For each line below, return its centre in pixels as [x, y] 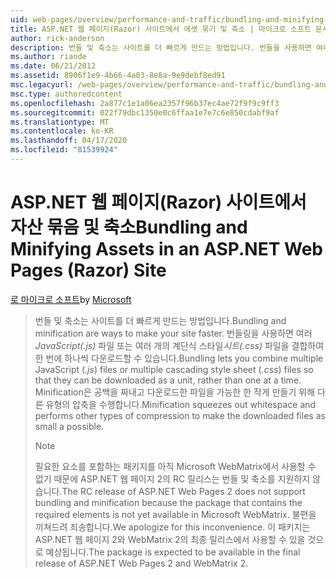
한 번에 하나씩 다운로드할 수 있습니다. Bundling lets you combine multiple [179, 358]
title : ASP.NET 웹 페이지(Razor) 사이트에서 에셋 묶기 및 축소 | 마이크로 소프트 [161, 29]
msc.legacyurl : [42, 85]
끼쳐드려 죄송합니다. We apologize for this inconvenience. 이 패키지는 [172, 527]
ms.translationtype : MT [60, 122]
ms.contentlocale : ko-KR [62, 131]
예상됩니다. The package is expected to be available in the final [173, 552]
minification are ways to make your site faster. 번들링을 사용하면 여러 [173, 333]
